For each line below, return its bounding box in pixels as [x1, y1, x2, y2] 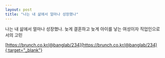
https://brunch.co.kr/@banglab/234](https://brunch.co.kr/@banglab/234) [6, 42, 158, 48]
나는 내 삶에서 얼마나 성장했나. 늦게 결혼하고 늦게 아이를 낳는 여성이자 [5, 26, 139, 32]
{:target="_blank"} [5, 47, 43, 53]
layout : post [5, 7, 32, 12]
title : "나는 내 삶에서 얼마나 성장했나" [5, 12, 79, 17]
